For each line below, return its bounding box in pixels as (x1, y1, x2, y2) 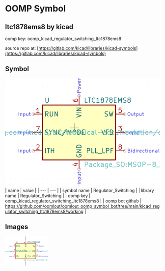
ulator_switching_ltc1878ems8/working (5, 208, 83, 214)
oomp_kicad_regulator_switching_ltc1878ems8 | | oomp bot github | (5, 198, 142, 204)
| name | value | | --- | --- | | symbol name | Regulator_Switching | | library (5, 187, 154, 193)
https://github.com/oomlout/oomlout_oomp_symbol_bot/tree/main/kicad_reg (5, 203, 160, 209)
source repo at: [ (5, 45, 39, 51)
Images (5, 223, 28, 231)
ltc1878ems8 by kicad (5, 23, 74, 31)
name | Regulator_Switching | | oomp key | (5, 193, 91, 198)
